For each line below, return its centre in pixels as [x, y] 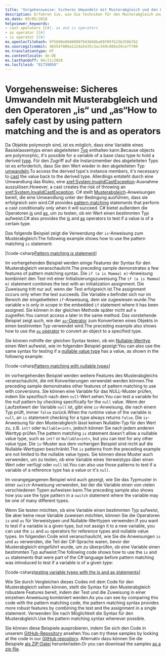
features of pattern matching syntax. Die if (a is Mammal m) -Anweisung [79, 273]
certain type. [18, 224]
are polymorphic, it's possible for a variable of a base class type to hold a [80, 156]
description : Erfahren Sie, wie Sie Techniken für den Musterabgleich [79, 14]
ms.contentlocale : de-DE [31, 56]
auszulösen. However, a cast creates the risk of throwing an [65, 187]
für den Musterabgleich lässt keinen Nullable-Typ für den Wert [92, 423]
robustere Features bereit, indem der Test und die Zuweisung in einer [76, 592]
